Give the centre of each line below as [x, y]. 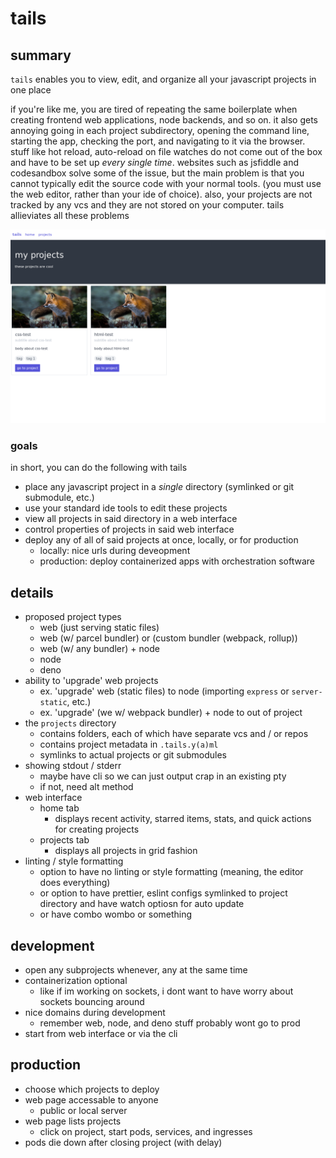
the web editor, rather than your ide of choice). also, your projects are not [161, 194]
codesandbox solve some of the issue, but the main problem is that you [157, 173]
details [32, 592]
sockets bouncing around [92, 1001]
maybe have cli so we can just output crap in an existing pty [163, 776]
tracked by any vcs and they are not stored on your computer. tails [147, 205]
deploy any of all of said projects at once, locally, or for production [161, 540]
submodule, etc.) [59, 498]
